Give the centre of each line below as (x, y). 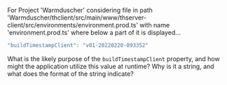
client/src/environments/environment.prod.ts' (73, 25)
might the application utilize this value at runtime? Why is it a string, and (111, 66)
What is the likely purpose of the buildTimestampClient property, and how (113, 58)
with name (155, 25)
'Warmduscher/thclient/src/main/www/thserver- (77, 18)
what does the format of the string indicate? (71, 74)
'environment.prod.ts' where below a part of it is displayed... (94, 32)
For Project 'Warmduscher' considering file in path (80, 10)
